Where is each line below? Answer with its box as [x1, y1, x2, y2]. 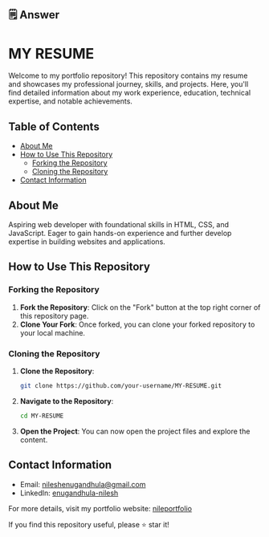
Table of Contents [8, 120, 100, 133]
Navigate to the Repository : [19, 396, 114, 405]
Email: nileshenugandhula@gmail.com [19, 479, 146, 489]
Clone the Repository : [19, 366, 95, 376]
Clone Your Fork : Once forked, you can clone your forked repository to [19, 319, 255, 329]
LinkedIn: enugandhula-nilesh [19, 488, 119, 498]
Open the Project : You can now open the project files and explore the [19, 426, 251, 436]
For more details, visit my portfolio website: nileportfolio [8, 503, 193, 513]
